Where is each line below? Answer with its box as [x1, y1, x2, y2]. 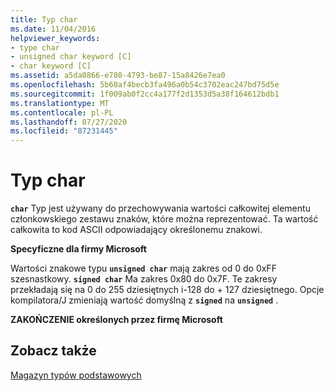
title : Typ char [10, 14, 78, 25]
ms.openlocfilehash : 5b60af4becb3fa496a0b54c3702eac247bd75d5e [10, 80, 280, 90]
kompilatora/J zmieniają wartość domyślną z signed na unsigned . [10, 294, 279, 306]
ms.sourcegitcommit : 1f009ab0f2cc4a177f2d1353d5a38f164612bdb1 [10, 89, 280, 99]
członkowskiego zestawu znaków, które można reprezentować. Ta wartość [10, 213, 319, 225]
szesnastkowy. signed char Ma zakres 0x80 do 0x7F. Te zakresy [10, 273, 278, 285]
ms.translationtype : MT [10, 98, 110, 108]
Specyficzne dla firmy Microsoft [10, 243, 147, 255]
